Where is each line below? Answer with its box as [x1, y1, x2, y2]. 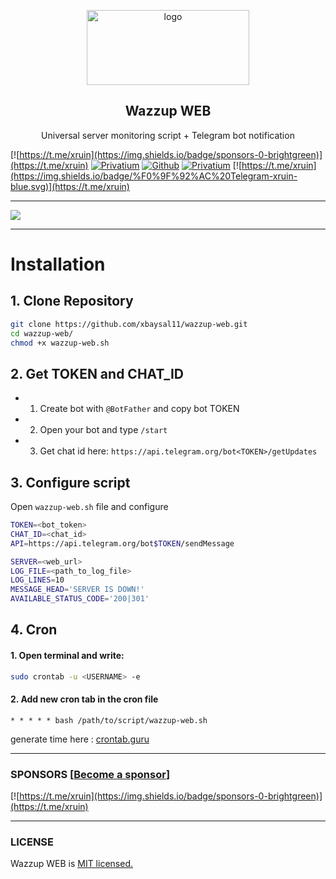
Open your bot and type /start [39, 424, 168, 436]
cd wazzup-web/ [10, 328, 74, 339]
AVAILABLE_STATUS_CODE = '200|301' [10, 594, 150, 604]
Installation [10, 253, 106, 275]
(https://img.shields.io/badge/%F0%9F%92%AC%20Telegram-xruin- [10, 170, 298, 182]
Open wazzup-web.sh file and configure [10, 501, 169, 513]
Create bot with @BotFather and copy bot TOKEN [39, 403, 240, 415]
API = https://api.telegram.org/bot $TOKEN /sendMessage [10, 538, 235, 549]
